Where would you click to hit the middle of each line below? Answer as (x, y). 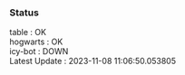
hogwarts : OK (36, 42)
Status (24, 13)
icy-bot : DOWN (39, 52)
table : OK (28, 33)
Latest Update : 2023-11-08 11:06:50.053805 (93, 61)
